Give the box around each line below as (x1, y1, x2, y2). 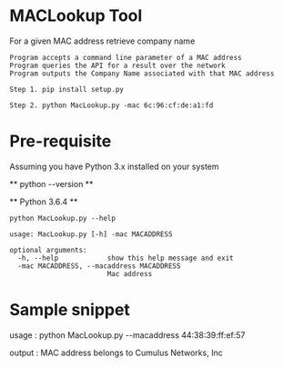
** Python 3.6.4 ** (9, 196, 78, 207)
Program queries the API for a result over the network (9, 61, 226, 70)
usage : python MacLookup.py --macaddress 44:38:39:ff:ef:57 (9, 329, 246, 341)
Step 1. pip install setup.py (9, 84, 125, 94)
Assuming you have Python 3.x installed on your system (9, 161, 220, 172)
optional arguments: (9, 245, 88, 254)
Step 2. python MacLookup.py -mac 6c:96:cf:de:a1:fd (9, 101, 214, 110)
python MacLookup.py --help (9, 213, 116, 223)
